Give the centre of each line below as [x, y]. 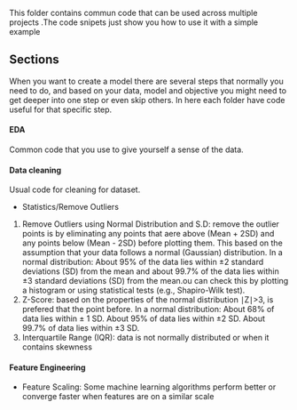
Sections [34, 60]
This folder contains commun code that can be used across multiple [133, 13]
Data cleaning [35, 170]
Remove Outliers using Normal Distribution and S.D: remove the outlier [150, 224]
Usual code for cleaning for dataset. [75, 189]
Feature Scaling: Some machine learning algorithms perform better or [149, 387]
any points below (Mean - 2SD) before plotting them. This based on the [152, 243]
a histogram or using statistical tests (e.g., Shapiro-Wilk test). [133, 290]
